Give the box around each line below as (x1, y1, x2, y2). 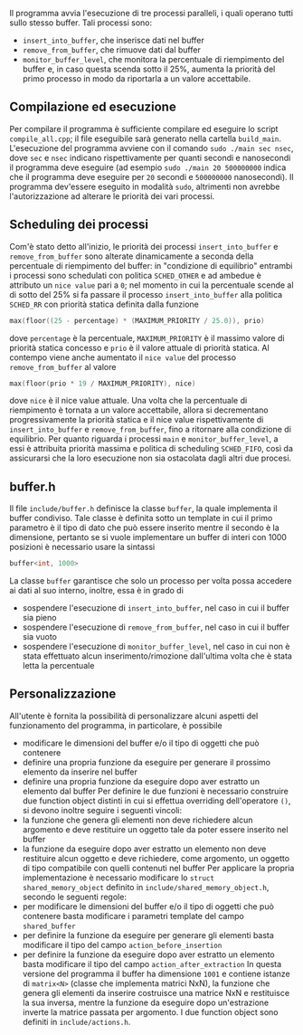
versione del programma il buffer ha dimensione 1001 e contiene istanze (22, 968, 291, 979)
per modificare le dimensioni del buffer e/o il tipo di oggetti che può (22, 900, 274, 912)
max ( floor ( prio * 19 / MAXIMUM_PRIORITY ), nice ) (9, 379, 196, 388)
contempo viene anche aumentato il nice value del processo (9, 352, 237, 363)
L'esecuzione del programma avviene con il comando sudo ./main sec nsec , (9, 142, 294, 153)
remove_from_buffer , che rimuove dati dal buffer (22, 44, 201, 55)
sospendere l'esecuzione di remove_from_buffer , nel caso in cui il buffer (22, 622, 289, 632)
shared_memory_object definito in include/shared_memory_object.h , (22, 881, 270, 892)
